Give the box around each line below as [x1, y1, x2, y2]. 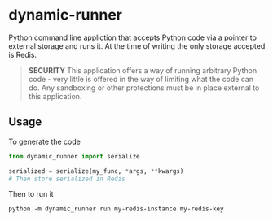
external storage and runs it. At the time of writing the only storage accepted [8, 41, 266, 50]
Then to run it [8, 189, 55, 199]
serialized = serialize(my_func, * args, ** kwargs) [8, 167, 184, 175]
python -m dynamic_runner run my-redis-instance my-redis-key [8, 205, 224, 213]
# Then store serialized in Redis [8, 175, 126, 183]
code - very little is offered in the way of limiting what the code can [28, 74, 254, 84]
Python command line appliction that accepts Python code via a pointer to [8, 32, 257, 42]
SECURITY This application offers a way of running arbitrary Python [28, 65, 258, 75]
